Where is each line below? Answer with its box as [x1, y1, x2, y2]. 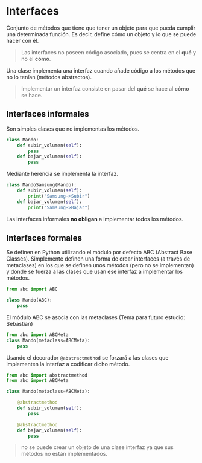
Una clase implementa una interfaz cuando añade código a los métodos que [6, 66, 196, 74]
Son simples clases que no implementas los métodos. [6, 125, 140, 132]
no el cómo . [21, 55, 51, 62]
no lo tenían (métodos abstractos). [6, 73, 92, 80]
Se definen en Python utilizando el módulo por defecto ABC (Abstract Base [6, 249, 193, 256]
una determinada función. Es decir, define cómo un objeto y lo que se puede [6, 30, 197, 37]
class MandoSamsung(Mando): [6, 182, 77, 188]
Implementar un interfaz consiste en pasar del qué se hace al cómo [21, 85, 189, 92]
